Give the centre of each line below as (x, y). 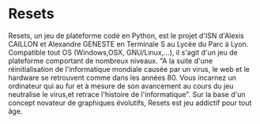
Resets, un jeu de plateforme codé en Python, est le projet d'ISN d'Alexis (126, 36)
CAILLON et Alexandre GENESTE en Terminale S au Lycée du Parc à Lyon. (128, 43)
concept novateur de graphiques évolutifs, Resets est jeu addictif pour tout (130, 103)
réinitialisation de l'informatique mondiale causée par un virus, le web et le (129, 69)
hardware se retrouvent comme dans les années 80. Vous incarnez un (122, 77)
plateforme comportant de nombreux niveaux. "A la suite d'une (111, 61)
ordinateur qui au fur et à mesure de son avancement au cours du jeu (121, 86)
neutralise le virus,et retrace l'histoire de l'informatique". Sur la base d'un (127, 94)
